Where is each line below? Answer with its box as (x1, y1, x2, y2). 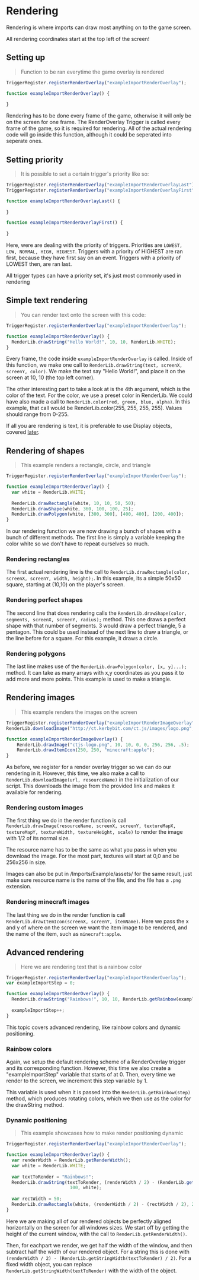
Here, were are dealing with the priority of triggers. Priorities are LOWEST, (6, 242, 182, 249)
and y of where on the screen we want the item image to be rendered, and (6, 924, 188, 931)
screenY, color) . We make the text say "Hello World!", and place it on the (6, 368, 185, 375)
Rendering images (6, 693, 75, 703)
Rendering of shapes (6, 446, 85, 456)
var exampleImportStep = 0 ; (6, 980, 76, 986)
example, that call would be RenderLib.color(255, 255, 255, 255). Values (6, 405, 182, 412)
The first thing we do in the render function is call (6, 817, 127, 824)
